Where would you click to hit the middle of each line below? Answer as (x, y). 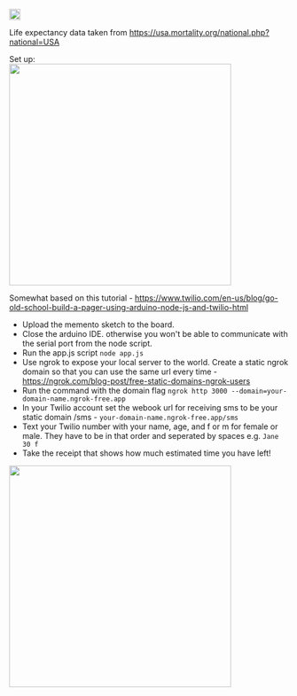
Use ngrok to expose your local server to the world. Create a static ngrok (155, 362)
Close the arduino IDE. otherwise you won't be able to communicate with (155, 334)
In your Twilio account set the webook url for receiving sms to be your (150, 407)
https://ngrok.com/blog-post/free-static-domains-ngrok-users (136, 381)
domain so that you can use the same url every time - (120, 371)
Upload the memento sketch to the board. (98, 325)
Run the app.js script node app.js (83, 353)
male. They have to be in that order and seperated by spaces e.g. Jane (150, 436)
